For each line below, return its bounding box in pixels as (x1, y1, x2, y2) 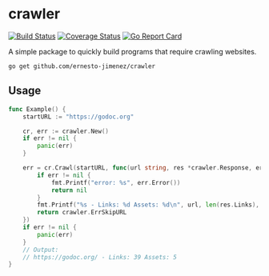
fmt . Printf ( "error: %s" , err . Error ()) (50, 178, 181, 186)
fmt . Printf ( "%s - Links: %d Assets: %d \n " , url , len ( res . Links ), (37, 201, 260, 209)
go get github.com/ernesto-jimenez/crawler (8, 62, 156, 70)
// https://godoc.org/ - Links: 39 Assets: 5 (22, 253, 178, 261)
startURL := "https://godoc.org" (22, 113, 134, 121)
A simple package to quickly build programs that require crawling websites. (8, 46, 257, 56)
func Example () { (8, 105, 66, 113)
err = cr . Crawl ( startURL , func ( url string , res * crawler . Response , (22, 164, 252, 172)
